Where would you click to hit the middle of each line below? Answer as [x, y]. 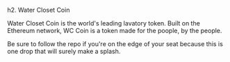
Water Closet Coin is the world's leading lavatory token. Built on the [104, 23]
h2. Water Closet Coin [39, 10]
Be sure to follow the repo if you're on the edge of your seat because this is [115, 44]
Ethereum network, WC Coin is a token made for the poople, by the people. [115, 31]
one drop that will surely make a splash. [64, 51]
